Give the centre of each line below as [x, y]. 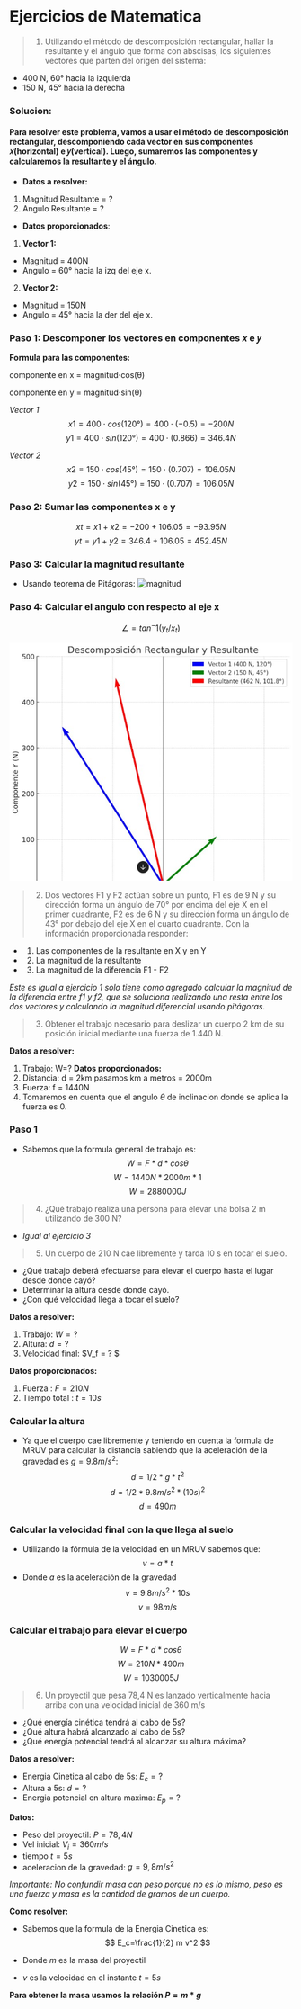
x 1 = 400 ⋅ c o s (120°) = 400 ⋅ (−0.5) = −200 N [151, 424]
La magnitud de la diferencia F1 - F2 [102, 970]
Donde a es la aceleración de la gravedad [99, 1577]
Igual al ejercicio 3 [57, 1235]
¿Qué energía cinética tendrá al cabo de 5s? [104, 1722]
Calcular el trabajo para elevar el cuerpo [98, 1630]
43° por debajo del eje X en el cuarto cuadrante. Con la [147, 923]
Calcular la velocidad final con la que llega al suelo [121, 1529]
